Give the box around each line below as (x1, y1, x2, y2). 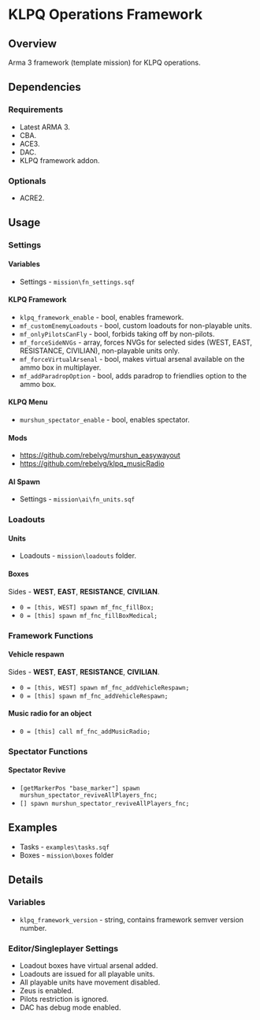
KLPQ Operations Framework (8, 6, 203, 24)
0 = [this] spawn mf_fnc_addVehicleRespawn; (19, 692, 169, 700)
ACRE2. (19, 193, 45, 203)
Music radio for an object (8, 709, 92, 718)
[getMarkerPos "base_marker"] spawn (19, 784, 140, 793)
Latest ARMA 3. (19, 122, 71, 132)
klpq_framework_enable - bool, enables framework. (19, 312, 184, 322)
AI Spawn (8, 477, 41, 486)
